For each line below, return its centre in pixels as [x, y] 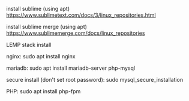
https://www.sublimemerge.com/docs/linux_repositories [76, 33]
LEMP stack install [29, 45]
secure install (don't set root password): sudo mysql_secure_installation [95, 80]
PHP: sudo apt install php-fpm [43, 91]
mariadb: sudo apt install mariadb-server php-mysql [71, 68]
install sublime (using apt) [38, 9]
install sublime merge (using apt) [46, 27]
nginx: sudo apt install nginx [41, 56]
